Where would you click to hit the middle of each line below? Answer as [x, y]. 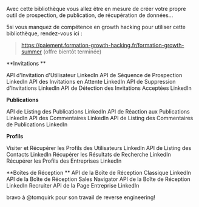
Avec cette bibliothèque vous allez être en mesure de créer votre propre [96, 9]
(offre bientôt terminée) [73, 52]
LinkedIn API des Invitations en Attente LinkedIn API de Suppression [91, 82]
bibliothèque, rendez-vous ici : [45, 33]
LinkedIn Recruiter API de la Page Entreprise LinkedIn [73, 185]
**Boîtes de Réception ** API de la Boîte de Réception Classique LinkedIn [99, 173]
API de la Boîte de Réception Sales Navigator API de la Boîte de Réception [98, 179]
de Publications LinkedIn [37, 124]
